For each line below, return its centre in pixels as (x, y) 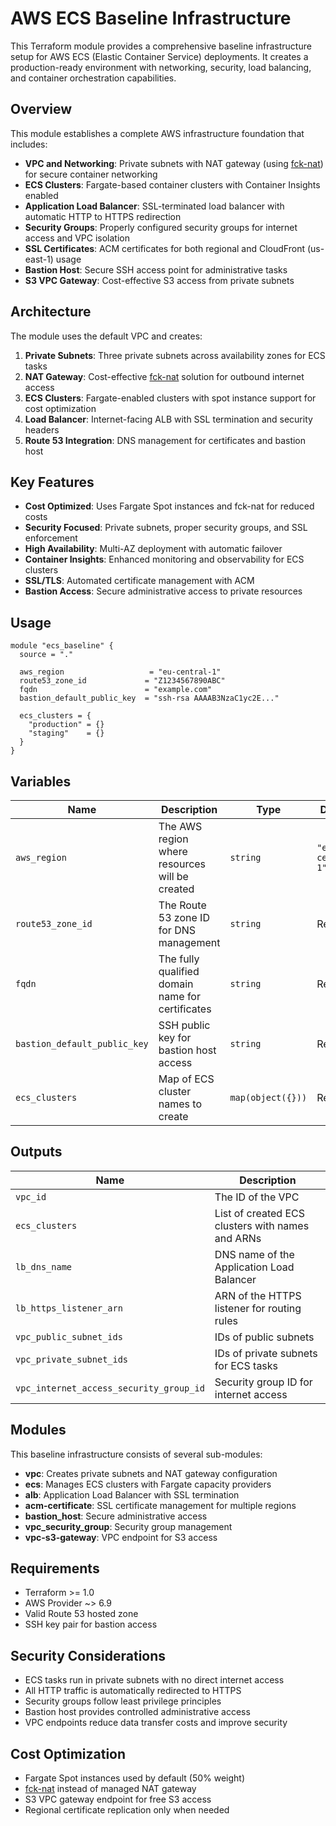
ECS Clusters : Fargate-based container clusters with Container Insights (172, 184)
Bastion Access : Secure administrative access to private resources (163, 591)
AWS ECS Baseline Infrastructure (151, 18)
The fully (179, 959)
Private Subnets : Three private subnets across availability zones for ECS (175, 355)
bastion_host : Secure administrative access (116, 1516)
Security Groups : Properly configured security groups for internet (161, 227)
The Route (182, 905)
